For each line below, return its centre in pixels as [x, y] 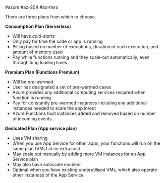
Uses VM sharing [30, 138]
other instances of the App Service [48, 175]
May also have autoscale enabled [46, 164]
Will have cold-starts [33, 36]
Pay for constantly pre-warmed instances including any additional [80, 103]
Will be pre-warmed [33, 82]
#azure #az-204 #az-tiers [32, 7]
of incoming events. [32, 119]
